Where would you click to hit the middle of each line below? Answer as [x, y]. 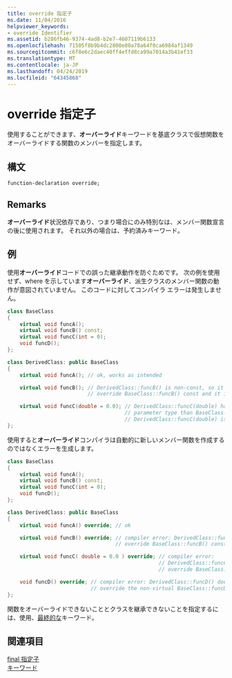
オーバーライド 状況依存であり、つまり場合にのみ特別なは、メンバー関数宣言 [116, 222]
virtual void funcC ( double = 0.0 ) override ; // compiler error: [117, 556]
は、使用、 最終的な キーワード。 [52, 617]
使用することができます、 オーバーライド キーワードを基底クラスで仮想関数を [116, 135]
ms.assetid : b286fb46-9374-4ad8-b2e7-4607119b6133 [81, 39]
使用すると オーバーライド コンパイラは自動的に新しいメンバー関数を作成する [116, 440]
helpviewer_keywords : [38, 26]
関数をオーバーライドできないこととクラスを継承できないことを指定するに [113, 609]
